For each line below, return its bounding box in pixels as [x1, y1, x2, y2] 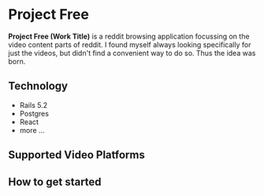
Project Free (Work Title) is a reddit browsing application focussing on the [8, 31, 250, 41]
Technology [8, 80, 69, 93]
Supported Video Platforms [8, 148, 146, 162]
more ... [19, 125, 45, 135]
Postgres [19, 109, 50, 118]
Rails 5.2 [19, 100, 48, 109]
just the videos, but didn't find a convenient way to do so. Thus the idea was [8, 48, 256, 57]
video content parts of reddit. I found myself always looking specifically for [8, 39, 251, 49]
